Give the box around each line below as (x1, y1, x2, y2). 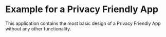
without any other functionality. (5, 25, 71, 31)
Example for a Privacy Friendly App (5, 4, 158, 15)
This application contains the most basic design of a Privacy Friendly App (5, 20, 161, 26)
